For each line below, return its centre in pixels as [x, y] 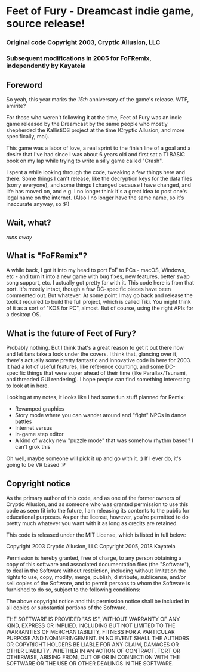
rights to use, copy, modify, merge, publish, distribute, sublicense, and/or [96, 577]
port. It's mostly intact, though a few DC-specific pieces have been [89, 289]
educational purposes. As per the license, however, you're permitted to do [98, 517]
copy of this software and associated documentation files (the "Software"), [99, 565]
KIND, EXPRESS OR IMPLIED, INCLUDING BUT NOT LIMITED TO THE [91, 625]
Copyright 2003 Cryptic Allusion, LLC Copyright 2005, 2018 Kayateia [91, 547]
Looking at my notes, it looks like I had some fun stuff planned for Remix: [96, 397]
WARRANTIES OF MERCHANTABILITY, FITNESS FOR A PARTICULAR [90, 632]
